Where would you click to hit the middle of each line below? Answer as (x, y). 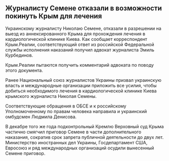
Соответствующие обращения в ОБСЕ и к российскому (66, 106)
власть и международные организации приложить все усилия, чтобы (81, 85)
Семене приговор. (25, 153)
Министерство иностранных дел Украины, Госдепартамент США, (76, 142)
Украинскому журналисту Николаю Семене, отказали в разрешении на (83, 28)
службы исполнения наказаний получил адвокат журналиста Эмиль (80, 49)
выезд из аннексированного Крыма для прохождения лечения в (75, 34)
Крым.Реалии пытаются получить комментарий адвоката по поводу (79, 65)
